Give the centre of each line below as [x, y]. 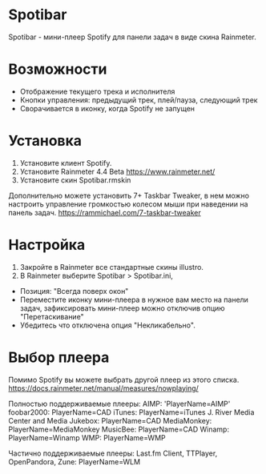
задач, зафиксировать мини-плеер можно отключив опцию [123, 308]
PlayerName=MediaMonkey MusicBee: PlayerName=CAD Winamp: [119, 429]
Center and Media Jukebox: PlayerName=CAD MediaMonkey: [110, 420]
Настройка [47, 245]
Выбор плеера [59, 357]
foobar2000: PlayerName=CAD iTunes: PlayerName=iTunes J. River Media [131, 412]
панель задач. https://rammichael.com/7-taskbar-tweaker [105, 212]
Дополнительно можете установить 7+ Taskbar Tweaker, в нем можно [129, 195]
